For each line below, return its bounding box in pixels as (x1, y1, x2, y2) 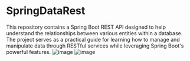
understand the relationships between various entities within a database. (6, 29, 183, 36)
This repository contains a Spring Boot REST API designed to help (6, 23, 166, 30)
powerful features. (6, 48, 51, 55)
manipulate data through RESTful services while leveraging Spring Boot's (6, 42, 184, 49)
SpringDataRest (6, 4, 86, 18)
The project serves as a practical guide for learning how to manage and (6, 36, 180, 43)
